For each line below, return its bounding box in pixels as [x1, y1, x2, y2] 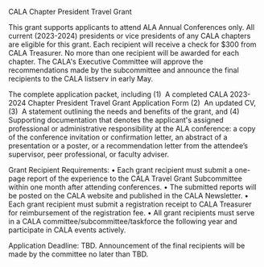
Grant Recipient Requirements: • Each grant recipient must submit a [8, 165, 233, 174]
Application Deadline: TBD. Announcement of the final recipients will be [8, 241, 245, 250]
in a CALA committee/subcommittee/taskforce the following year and [8, 217, 237, 226]
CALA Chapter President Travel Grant [8, 7, 133, 16]
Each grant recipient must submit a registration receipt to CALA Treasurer [8, 199, 252, 209]
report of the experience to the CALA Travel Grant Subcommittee [27, 173, 243, 183]
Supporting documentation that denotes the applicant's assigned [8, 115, 224, 124]
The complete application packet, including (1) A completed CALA [8, 90, 229, 99]
